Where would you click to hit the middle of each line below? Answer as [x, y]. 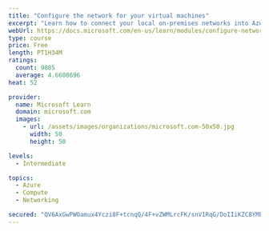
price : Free [28, 46]
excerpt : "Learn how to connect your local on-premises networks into [128, 23]
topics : [21, 178]
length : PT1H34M [35, 53]
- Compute [32, 193]
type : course [30, 38]
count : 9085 [36, 68]
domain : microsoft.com [53, 112]
